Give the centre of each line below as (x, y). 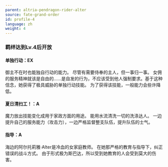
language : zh (19, 24)
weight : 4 (16, 29)
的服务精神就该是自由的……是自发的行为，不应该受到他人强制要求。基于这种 (84, 79)
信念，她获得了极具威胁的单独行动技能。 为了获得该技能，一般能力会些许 (81, 85)
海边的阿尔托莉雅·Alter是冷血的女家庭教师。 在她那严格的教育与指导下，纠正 (84, 147)
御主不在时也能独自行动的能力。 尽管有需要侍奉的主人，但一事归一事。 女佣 (83, 72)
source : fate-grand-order (32, 15)
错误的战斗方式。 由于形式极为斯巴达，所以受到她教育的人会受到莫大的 (78, 153)
